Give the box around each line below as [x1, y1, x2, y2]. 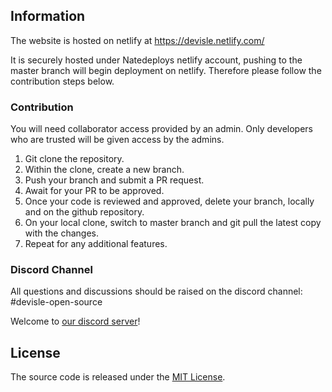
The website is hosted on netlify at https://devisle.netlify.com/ [10, 34, 265, 46]
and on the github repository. [24, 206, 145, 218]
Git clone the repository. [24, 153, 125, 165]
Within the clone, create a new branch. [24, 164, 185, 176]
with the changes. [24, 227, 99, 239]
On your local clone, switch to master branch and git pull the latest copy [24, 217, 322, 229]
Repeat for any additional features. [24, 238, 168, 250]
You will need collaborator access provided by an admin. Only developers [10, 123, 314, 135]
